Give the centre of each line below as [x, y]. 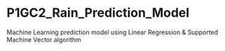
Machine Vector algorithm [44, 39]
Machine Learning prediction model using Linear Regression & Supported [112, 32]
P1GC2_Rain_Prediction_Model [98, 13]
